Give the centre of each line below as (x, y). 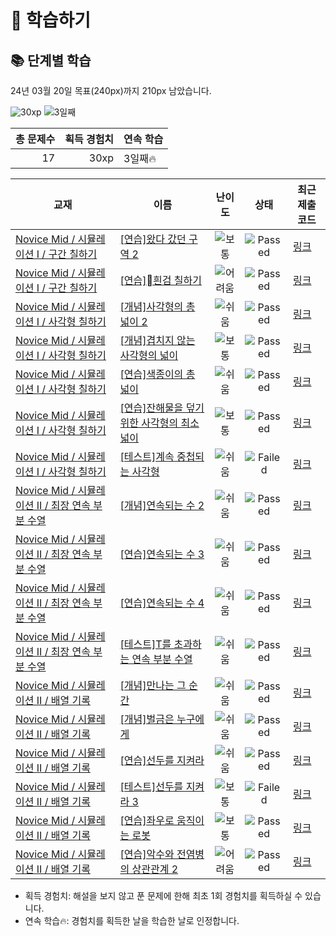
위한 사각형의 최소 (159, 423)
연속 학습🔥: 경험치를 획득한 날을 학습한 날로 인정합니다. (132, 920)
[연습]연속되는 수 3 (162, 554)
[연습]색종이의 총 (157, 374)
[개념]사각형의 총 (157, 306)
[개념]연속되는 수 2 (162, 505)
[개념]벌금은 (147, 719)
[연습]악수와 (147, 854)
